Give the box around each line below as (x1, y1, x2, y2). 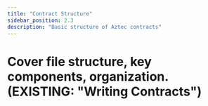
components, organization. (7, 68, 169, 84)
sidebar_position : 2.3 (7, 17, 74, 24)
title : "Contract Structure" (7, 10, 93, 18)
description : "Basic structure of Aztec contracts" (7, 23, 162, 30)
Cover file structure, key (7, 53, 152, 69)
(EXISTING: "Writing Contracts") (7, 84, 202, 99)
